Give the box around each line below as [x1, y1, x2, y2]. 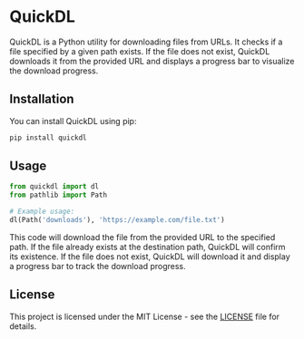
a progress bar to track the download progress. [9, 260, 186, 271]
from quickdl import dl [9, 182, 100, 191]
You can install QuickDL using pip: [9, 115, 137, 126]
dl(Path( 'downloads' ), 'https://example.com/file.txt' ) [9, 216, 225, 225]
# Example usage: [9, 207, 75, 217]
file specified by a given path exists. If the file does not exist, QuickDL [9, 45, 270, 56]
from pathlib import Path [9, 190, 107, 200]
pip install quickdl [9, 133, 88, 142]
